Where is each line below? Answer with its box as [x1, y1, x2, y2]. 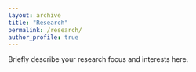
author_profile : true [8, 33, 79, 41]
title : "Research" [8, 19, 68, 27]
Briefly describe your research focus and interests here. [8, 55, 189, 64]
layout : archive [8, 11, 61, 20]
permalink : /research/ [8, 26, 82, 34]
